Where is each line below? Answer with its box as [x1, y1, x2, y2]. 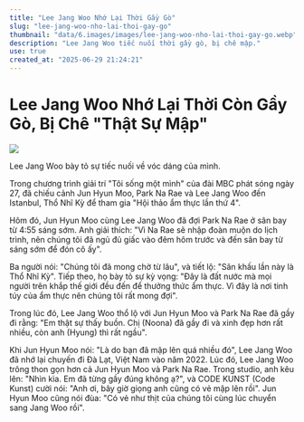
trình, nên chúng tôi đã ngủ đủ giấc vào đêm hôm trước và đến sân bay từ [9, 234, 283, 245]
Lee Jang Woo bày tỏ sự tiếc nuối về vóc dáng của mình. [9, 160, 222, 171]
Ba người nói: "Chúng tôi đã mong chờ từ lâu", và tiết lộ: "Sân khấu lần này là [9, 261, 294, 272]
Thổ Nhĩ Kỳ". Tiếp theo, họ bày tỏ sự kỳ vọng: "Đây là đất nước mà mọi [9, 271, 272, 282]
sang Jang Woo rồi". [9, 402, 85, 413]
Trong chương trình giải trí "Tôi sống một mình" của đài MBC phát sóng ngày [9, 177, 295, 188]
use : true [9, 47, 47, 56]
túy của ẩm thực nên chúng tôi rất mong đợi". [9, 290, 178, 301]
